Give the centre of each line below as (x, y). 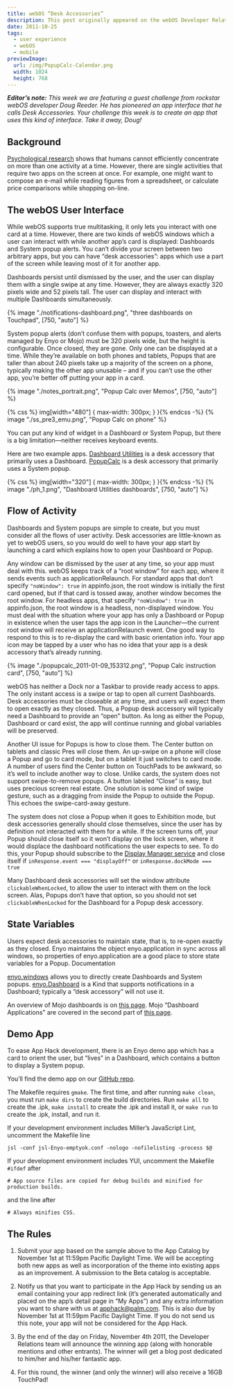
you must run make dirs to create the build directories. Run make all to (108, 1100)
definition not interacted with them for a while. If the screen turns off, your (113, 831)
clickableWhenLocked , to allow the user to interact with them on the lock (109, 888)
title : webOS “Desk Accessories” (55, 14)
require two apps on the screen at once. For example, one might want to (110, 174)
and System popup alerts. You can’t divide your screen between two (105, 249)
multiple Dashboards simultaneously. (60, 299)
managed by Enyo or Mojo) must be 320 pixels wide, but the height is (106, 341)
